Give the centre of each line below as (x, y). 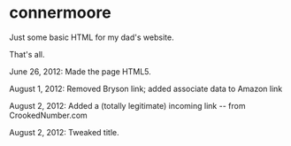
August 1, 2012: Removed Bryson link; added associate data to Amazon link (146, 88)
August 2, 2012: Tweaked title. (64, 132)
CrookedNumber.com (49, 115)
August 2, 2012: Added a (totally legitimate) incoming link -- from (127, 105)
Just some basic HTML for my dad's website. (92, 37)
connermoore (61, 13)
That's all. (27, 54)
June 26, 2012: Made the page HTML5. (80, 71)
